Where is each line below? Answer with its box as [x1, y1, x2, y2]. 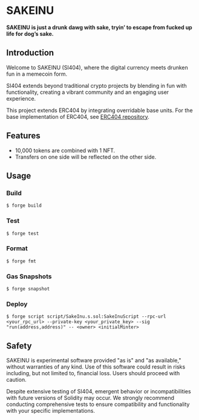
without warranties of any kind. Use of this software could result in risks [6, 363, 186, 370]
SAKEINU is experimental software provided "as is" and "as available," [6, 357, 181, 364]
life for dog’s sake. [6, 30, 54, 37]
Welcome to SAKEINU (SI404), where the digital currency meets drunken [6, 64, 189, 71]
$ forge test [6, 230, 39, 236]
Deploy [6, 300, 28, 308]
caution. [6, 376, 27, 384]
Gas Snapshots [6, 272, 52, 281]
